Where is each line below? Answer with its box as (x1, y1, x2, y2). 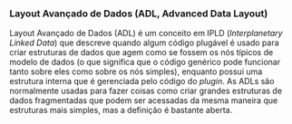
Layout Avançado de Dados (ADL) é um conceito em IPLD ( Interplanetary (9, 28, 283, 39)
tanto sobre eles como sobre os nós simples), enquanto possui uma (9, 66, 263, 77)
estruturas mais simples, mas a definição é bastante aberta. (9, 105, 233, 116)
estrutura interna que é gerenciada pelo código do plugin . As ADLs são (9, 76, 275, 87)
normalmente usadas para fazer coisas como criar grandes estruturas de (9, 85, 283, 97)
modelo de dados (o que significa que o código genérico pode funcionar (9, 57, 281, 68)
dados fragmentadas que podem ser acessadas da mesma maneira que (9, 95, 278, 106)
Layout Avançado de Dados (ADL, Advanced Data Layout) (9, 7, 268, 20)
